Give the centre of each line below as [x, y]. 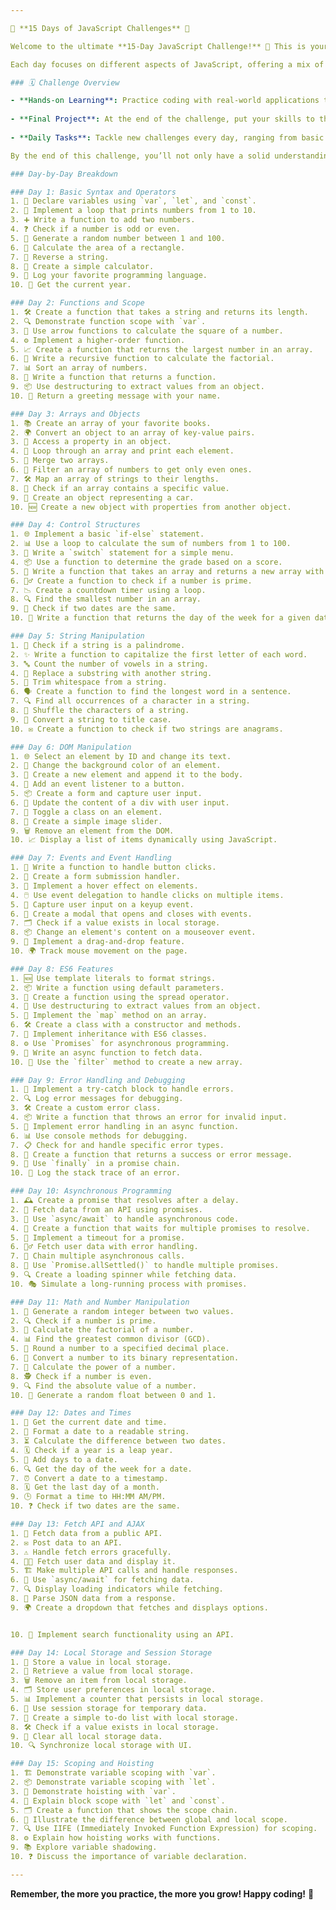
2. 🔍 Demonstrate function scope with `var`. [108, 321]
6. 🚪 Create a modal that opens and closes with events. [131, 914]
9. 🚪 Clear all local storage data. [86, 1736]
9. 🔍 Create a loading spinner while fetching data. [124, 1275]
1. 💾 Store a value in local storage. [91, 1662]
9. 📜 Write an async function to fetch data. [106, 1052]
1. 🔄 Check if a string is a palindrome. [98, 645]
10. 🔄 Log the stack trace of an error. [96, 1173]
